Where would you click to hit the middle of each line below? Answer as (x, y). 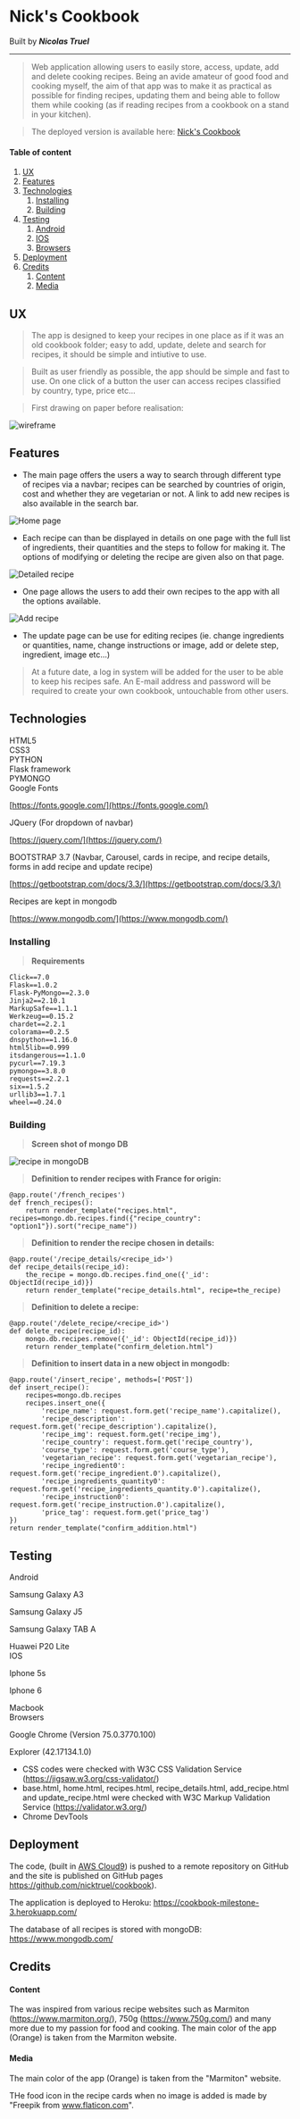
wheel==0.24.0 (36, 1102)
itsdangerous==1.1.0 (48, 1055)
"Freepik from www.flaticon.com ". (71, 2105)
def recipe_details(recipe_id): (69, 1267)
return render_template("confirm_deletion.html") (120, 1347)
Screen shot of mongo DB (79, 1144)
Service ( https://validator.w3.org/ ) (84, 1806)
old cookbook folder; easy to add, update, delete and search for (148, 345)
